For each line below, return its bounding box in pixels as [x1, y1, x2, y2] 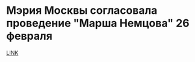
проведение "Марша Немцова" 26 [6, 16, 190, 30]
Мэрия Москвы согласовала [6, 4, 158, 17]
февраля [6, 29, 53, 43]
